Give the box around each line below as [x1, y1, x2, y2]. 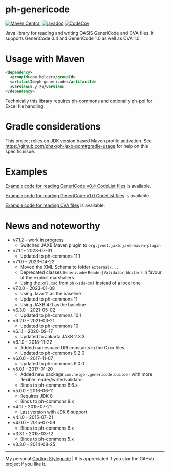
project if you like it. [5, 461, 47, 467]
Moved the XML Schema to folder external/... [20, 264, 119, 270]
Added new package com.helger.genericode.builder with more [20, 371, 153, 377]
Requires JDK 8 [20, 393, 53, 399]
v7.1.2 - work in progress [12, 237, 64, 243]
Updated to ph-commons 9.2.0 [20, 350, 85, 356]
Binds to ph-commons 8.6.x [20, 382, 78, 388]
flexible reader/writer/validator [20, 377, 83, 383]
